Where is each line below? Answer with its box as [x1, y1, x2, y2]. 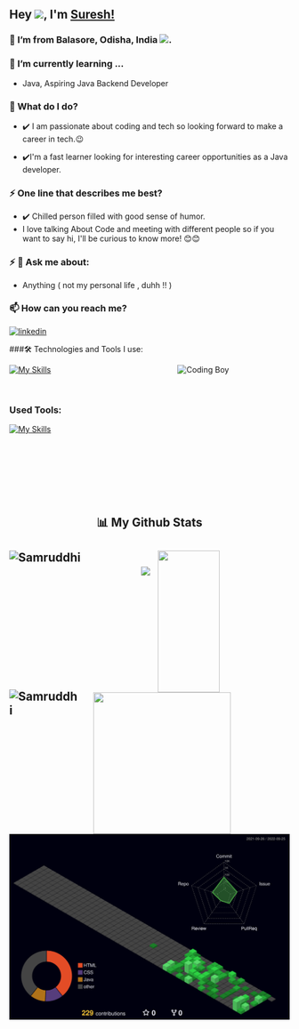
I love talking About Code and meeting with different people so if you [21, 224, 275, 235]
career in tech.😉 [21, 133, 85, 144]
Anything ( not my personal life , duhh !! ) [21, 279, 173, 290]
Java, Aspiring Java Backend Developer [21, 77, 169, 88]
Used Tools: [9, 404, 62, 416]
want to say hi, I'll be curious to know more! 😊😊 [21, 233, 200, 244]
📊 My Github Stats [96, 515, 203, 530]
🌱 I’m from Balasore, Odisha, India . [9, 34, 172, 46]
